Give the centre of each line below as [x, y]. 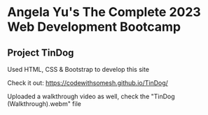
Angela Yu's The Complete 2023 [104, 12]
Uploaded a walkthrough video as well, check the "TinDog [91, 96]
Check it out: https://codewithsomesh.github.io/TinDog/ [88, 83]
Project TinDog [41, 53]
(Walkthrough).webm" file [44, 104]
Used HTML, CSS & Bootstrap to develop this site [78, 69]
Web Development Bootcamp [94, 27]
